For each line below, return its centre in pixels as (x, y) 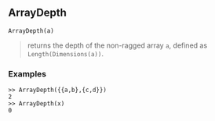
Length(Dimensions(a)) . (66, 53)
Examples (27, 73)
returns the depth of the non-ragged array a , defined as (117, 45)
